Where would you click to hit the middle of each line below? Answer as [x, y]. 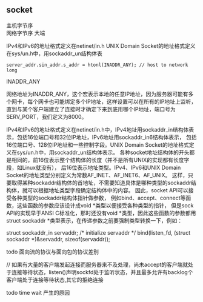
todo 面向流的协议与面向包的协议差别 [52, 252]
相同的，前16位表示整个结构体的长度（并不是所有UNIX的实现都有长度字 [100, 159]
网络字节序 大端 [26, 33]
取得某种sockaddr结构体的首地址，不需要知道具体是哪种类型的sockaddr [101, 183]
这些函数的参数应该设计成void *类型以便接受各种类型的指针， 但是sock [105, 205]
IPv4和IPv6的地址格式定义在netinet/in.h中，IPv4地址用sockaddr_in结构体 [98, 129]
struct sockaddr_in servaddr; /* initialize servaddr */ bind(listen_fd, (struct [98, 232]
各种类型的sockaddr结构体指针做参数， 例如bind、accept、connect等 [98, 198]
